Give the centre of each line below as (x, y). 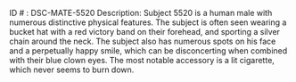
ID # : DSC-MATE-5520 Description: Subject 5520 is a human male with (141, 13)
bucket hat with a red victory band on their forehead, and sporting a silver (145, 32)
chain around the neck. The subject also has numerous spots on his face (143, 41)
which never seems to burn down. (72, 70)
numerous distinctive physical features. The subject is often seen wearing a (148, 22)
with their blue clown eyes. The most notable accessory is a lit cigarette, (142, 60)
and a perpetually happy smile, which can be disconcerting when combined (148, 51)
